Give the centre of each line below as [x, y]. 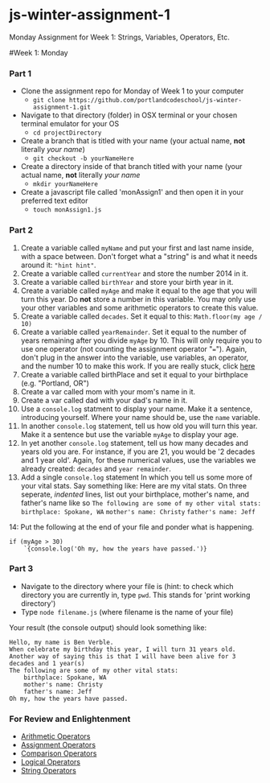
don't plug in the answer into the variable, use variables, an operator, [135, 357]
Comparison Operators [59, 753]
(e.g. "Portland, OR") [55, 383]
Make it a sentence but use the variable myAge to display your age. [130, 434]
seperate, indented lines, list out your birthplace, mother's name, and [135, 494]
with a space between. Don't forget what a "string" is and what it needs [139, 256]
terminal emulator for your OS [70, 124]
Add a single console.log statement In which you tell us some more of [136, 477]
